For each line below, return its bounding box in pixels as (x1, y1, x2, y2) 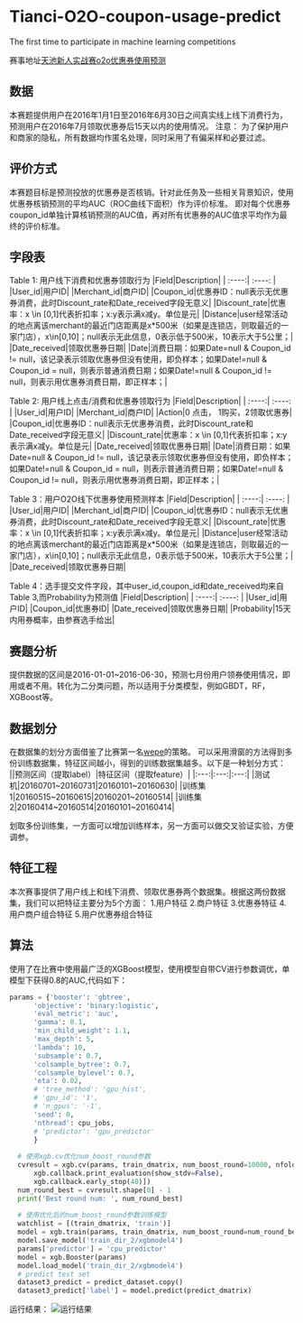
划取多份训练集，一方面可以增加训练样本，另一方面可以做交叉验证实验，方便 (9, 820, 294, 831)
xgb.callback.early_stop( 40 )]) (32, 1177, 151, 1186)
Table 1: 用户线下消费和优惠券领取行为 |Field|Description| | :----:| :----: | (9, 275, 277, 286)
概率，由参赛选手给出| (32, 615, 115, 625)
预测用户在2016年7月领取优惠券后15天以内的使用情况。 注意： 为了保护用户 (9, 120, 289, 132)
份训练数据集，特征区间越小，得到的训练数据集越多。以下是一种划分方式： (9, 758, 286, 768)
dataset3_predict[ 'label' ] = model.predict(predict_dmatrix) (17, 1286, 252, 1296)
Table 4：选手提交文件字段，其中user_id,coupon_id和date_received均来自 (9, 580, 284, 592)
